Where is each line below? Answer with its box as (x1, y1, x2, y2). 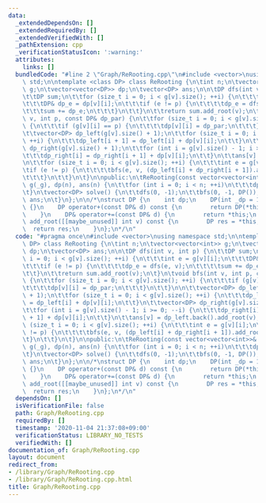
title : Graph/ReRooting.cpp (8, 482, 101, 491)
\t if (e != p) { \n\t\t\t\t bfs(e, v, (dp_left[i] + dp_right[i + (22, 166, 239, 174)
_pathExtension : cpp (15, 41, 83, 49)
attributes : (15, 56, 55, 64)
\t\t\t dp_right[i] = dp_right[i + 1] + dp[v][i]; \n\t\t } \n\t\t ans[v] (22, 151, 257, 159)
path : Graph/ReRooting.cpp (15, 410, 104, 417)
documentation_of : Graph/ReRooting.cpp (8, 446, 140, 454)
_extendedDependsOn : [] (15, 19, 93, 27)
